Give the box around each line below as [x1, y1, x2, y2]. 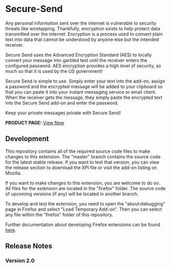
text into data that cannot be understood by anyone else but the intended [5, 36, 159, 43]
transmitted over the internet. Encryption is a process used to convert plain [5, 31, 163, 37]
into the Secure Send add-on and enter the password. [5, 99, 119, 106]
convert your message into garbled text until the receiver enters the [5, 57, 148, 63]
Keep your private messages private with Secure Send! [5, 110, 121, 116]
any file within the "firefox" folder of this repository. [5, 211, 113, 218]
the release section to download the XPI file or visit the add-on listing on [5, 164, 157, 171]
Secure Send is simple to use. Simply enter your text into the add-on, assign [5, 78, 165, 84]
